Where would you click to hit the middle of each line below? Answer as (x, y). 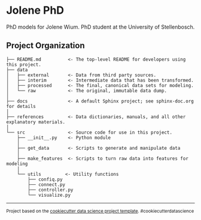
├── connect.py (47, 185)
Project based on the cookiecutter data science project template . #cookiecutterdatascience (100, 211)
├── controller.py (51, 190)
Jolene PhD (35, 10)
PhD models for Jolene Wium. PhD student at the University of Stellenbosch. (100, 27)
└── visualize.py (49, 195)
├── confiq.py (45, 179)
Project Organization (45, 46)
